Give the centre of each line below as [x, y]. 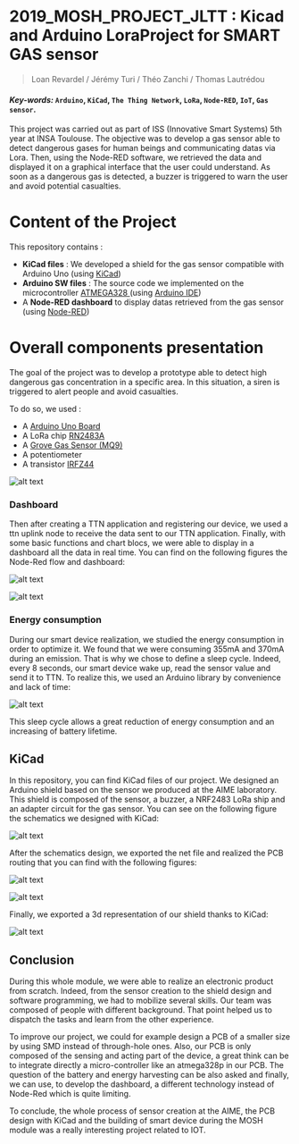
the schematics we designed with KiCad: [84, 819]
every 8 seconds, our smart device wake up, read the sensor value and [140, 668]
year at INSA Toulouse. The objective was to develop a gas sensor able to [145, 139]
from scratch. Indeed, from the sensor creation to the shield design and [141, 991]
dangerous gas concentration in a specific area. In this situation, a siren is [145, 383]
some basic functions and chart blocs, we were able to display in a [132, 543]
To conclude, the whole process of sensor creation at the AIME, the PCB [142, 1111]
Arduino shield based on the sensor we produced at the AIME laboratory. [143, 790]
